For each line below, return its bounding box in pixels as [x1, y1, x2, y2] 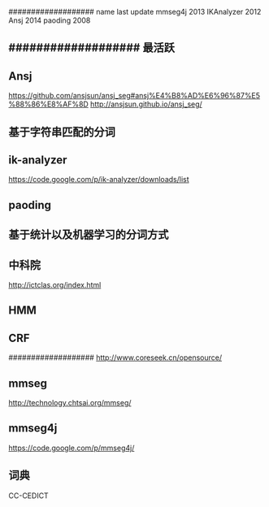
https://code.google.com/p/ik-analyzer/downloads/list [8, 175, 189, 184]
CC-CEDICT [8, 491, 49, 500]
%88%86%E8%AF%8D [8, 99, 89, 109]
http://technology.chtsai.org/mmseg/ [8, 398, 132, 408]
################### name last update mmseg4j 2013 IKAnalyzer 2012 [8, 7, 262, 16]
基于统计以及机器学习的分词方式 [8, 227, 169, 242]
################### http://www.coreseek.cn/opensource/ [8, 353, 222, 362]
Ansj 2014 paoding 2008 [8, 15, 91, 25]
